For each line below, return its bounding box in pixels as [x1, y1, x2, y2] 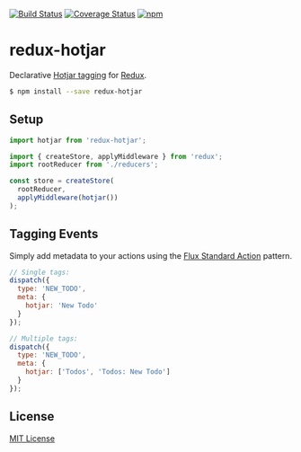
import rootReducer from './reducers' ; [9, 160, 159, 170]
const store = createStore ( [9, 176, 115, 186]
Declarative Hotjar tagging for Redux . [9, 69, 147, 80]
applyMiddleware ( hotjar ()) [17, 193, 119, 202]
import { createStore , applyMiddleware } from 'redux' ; [9, 152, 223, 161]
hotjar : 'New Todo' [25, 301, 99, 310]
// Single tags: [9, 268, 70, 277]
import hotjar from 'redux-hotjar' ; [9, 136, 146, 145]
